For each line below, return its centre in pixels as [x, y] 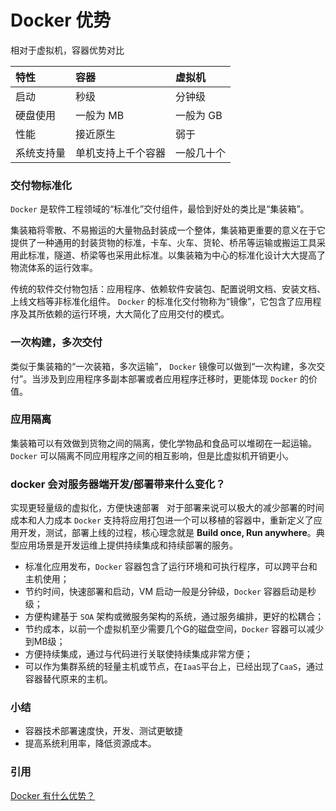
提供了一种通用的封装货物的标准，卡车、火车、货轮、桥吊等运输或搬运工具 [163, 243]
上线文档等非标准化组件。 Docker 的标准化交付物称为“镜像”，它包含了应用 [161, 302]
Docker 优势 [61, 20]
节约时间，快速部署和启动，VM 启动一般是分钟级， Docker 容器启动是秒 [170, 592]
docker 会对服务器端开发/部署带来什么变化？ [118, 484]
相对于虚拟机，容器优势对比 [67, 50]
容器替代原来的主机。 [68, 679]
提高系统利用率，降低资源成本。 [90, 743]
